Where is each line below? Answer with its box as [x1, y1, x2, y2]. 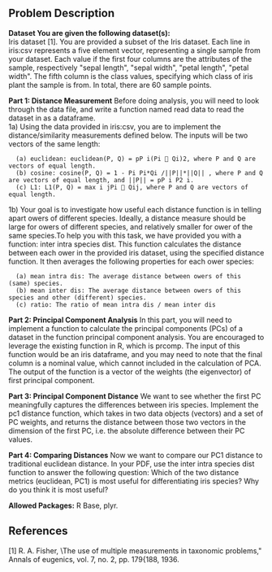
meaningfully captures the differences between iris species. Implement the [8, 400, 259, 409]
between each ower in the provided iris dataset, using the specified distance [8, 247, 265, 257]
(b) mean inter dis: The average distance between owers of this [15, 286, 242, 295]
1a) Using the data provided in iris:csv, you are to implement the [8, 121, 222, 131]
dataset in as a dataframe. [8, 113, 96, 123]
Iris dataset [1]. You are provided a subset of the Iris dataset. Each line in [8, 37, 250, 46]
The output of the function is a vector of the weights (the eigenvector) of [8, 366, 252, 377]
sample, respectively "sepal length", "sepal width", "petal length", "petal [8, 63, 249, 72]
